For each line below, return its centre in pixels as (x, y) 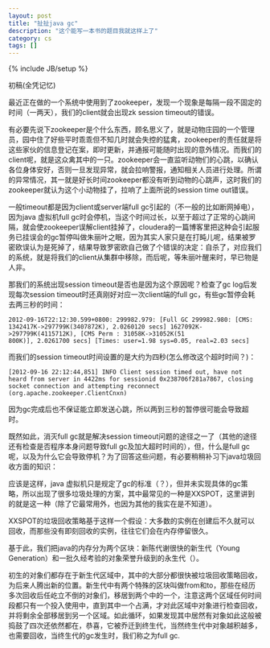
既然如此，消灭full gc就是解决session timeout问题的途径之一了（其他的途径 (133, 436)
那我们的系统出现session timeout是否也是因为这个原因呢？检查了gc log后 (129, 285)
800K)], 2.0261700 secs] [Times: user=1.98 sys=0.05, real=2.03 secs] (129, 341)
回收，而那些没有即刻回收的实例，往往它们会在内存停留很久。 (110, 531)
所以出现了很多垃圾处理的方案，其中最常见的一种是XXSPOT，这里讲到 (139, 494)
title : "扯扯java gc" (43, 23)
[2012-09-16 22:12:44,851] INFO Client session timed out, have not (125, 372)
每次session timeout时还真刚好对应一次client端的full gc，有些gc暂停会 (132, 295)
